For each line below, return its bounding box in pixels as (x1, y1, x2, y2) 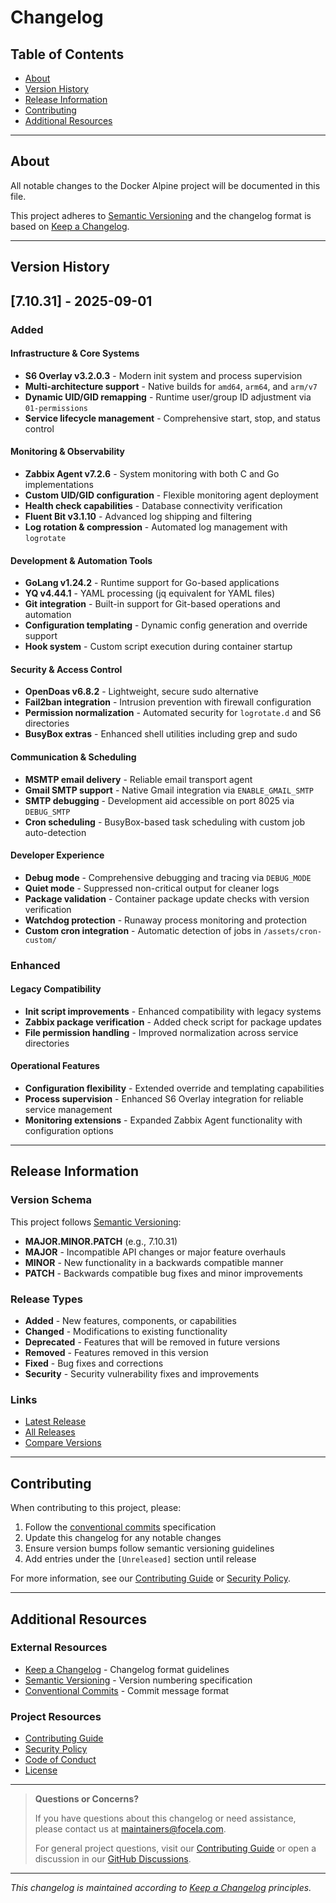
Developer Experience (10, 849, 105, 861)
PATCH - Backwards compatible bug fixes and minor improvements (24, 1267, 303, 1279)
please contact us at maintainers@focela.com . (34, 1823, 227, 1835)
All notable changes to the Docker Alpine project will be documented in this (10, 179, 321, 191)
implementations (24, 478, 94, 490)
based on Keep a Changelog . (10, 220, 130, 232)
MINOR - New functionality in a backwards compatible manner (24, 1256, 284, 1268)
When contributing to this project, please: (10, 1502, 182, 1514)
